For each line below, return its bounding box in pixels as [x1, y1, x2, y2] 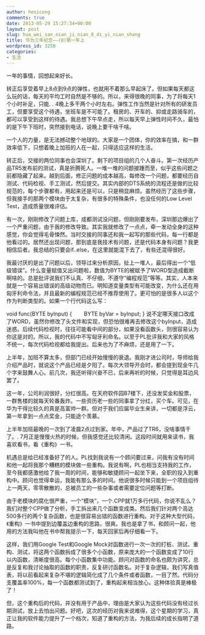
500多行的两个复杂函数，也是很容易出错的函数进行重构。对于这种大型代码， [6, 512, 198, 520]
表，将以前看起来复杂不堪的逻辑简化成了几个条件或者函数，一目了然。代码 [6, 571, 193, 578]
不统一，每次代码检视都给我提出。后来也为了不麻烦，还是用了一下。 [6, 340, 178, 348]
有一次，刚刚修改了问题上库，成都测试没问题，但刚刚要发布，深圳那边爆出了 [6, 215, 199, 223]
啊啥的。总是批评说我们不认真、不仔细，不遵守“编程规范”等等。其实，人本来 [6, 274, 198, 281]
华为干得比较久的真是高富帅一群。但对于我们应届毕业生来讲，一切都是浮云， [6, 404, 199, 412]
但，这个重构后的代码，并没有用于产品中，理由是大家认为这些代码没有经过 [6, 599, 193, 606]
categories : [6, 49, 37, 55]
